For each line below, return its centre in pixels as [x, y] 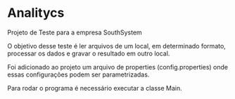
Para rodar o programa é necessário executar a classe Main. [95, 88]
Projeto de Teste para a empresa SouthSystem [75, 32]
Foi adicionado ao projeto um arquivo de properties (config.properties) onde [118, 67]
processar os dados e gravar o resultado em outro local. [89, 53]
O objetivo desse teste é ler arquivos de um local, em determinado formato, [117, 46]
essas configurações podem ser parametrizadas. [78, 74]
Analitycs [36, 13]
